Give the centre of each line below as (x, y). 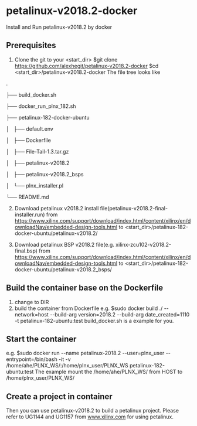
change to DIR (32, 302)
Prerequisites (31, 45)
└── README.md (28, 197)
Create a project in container (59, 396)
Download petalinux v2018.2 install (57, 208)
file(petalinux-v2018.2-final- (134, 208)
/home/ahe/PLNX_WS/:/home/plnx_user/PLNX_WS (67, 366)
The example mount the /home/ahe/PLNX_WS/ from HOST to (109, 372)
